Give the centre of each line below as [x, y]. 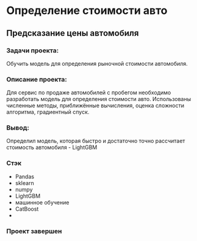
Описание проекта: [37, 79]
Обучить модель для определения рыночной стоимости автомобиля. [97, 63]
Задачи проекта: [33, 51]
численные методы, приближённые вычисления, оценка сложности [95, 106]
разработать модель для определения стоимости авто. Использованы [99, 99]
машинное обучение [42, 202]
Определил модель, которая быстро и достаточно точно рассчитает [96, 141]
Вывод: [18, 128]
